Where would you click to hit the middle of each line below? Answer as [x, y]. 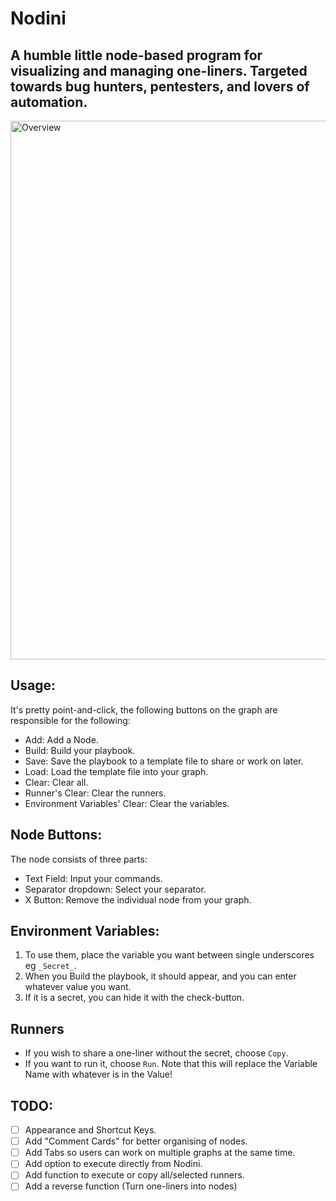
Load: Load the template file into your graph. [116, 771]
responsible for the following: [70, 720]
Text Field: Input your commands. [93, 878]
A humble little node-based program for [136, 55]
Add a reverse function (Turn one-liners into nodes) [131, 1186]
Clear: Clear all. [56, 782]
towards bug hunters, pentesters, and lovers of [160, 86]
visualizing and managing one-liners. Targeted [159, 70]
